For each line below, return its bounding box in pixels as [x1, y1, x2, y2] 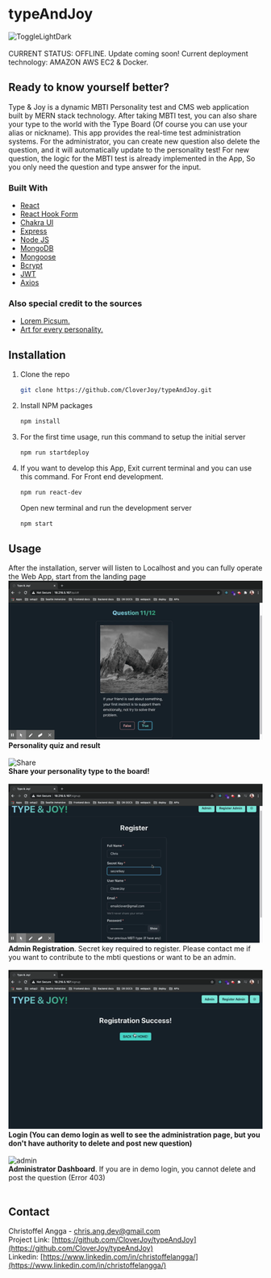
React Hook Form [19, 209, 78, 219]
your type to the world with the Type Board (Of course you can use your [8, 119, 248, 129]
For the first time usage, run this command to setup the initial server [19, 432, 246, 441]
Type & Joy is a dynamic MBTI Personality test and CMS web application [8, 102, 249, 111]
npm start [19, 520, 54, 528]
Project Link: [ [8, 1235, 55, 1245]
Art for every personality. [19, 324, 103, 335]
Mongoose [19, 252, 56, 262]
